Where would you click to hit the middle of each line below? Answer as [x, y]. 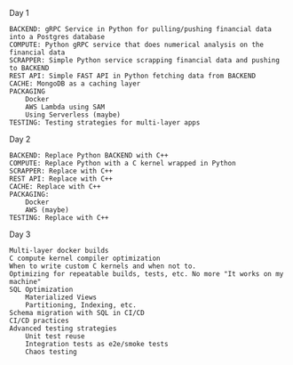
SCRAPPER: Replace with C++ [61, 171]
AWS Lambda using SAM [65, 107]
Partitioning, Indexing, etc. [81, 305]
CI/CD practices [39, 320]
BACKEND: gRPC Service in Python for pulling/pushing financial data [141, 29]
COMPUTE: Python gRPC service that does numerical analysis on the [137, 45]
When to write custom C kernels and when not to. [103, 266]
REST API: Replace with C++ [61, 179]
